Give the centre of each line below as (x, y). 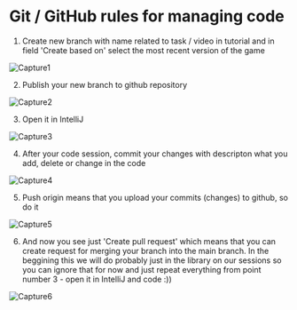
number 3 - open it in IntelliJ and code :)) (97, 279)
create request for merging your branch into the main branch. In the (145, 250)
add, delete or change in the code (84, 163)
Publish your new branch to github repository (105, 84)
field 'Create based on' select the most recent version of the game (144, 50)
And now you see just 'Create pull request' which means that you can (149, 241)
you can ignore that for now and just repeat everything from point (141, 269)
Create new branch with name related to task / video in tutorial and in (148, 41)
